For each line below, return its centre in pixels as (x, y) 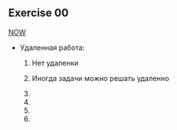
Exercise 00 (39, 13)
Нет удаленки (55, 63)
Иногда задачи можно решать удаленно (100, 78)
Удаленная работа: (52, 48)
